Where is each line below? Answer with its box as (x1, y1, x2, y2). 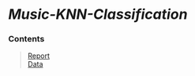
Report (27, 51, 50, 60)
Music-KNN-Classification (8, 5, 188, 24)
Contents (8, 34, 45, 45)
